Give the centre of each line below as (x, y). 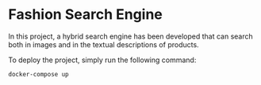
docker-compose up (38, 74)
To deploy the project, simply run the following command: (102, 60)
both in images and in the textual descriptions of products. (104, 44)
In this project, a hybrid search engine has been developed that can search (131, 36)
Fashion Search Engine (85, 15)
